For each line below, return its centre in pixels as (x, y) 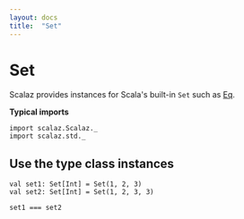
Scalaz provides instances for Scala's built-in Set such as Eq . (122, 95)
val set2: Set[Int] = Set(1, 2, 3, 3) (82, 192)
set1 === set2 (36, 208)
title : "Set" (36, 26)
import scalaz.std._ (48, 136)
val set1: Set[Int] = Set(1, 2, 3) (76, 184)
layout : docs (34, 17)
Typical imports (39, 112)
